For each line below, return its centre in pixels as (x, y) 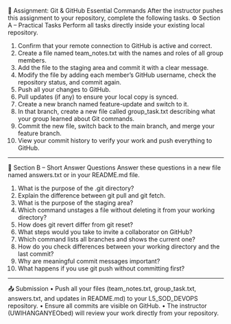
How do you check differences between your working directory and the (119, 246)
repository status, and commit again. (70, 82)
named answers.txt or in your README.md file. (74, 175)
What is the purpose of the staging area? (75, 203)
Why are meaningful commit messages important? (89, 261)
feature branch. (40, 133)
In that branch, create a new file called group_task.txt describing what (116, 111)
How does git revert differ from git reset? (75, 224)
